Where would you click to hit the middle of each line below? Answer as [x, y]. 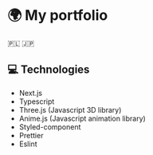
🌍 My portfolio [58, 16]
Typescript [37, 101]
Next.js [31, 93]
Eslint [28, 144]
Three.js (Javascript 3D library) [70, 109]
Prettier [31, 135]
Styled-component [50, 127]
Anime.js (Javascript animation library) [82, 118]
